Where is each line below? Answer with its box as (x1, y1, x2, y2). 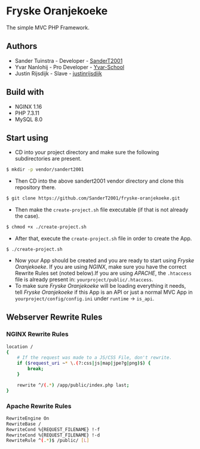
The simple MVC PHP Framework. (6, 24, 90, 31)
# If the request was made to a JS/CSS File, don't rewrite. (17, 355, 172, 361)
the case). (14, 213, 40, 220)
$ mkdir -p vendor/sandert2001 (6, 167, 84, 173)
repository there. (14, 184, 57, 191)
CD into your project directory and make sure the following (14, 149, 159, 156)
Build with (6, 87, 44, 97)
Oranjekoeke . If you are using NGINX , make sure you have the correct (14, 263, 187, 270)
